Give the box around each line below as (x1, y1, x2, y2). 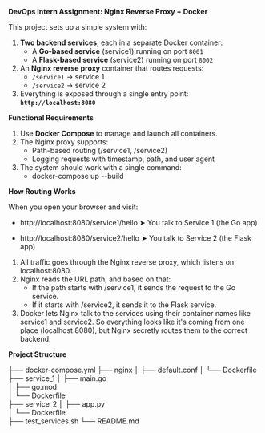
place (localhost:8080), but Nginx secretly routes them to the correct (19, 326, 248, 335)
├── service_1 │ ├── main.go (8, 374, 106, 383)
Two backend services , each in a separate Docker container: (19, 38, 223, 47)
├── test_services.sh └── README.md (8, 416, 139, 426)
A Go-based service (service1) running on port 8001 (31, 47, 204, 55)
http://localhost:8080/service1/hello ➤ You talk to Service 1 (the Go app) (19, 218, 258, 227)
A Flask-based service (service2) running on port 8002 (31, 55, 214, 64)
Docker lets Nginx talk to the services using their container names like (19, 309, 251, 318)
